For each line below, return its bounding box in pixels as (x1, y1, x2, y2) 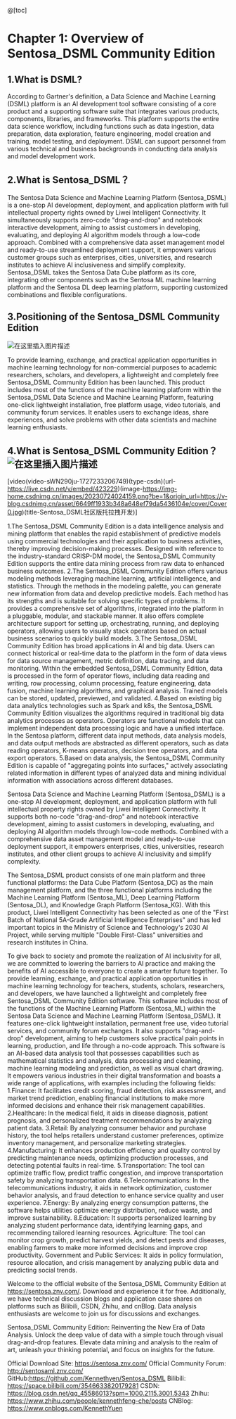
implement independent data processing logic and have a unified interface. (7, 724, 225, 733)
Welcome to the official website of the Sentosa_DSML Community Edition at (7, 1280, 227, 1288)
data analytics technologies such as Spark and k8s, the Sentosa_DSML (7, 702, 213, 710)
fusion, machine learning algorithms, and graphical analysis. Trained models (7, 686, 228, 695)
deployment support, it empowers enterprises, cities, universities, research (7, 843, 225, 851)
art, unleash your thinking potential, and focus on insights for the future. (7, 1346, 216, 1354)
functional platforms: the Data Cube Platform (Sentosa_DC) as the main (7, 878, 214, 887)
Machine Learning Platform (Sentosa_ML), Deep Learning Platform (7, 893, 200, 902)
